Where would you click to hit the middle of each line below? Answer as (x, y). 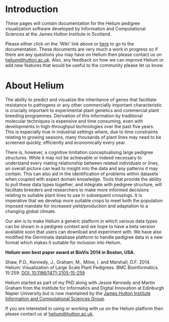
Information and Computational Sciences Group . (55, 298)
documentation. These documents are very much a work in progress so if (81, 49)
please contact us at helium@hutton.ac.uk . (50, 313)
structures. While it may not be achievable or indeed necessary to (74, 157)
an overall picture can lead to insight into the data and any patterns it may (81, 168)
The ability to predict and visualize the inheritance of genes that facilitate (81, 99)
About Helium (35, 86)
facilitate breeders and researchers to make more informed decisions (77, 190)
